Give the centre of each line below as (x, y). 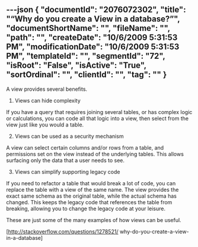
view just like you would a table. (45, 125)
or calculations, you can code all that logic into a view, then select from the (97, 118)
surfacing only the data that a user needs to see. (66, 160)
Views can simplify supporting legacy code (67, 172)
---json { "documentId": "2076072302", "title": (96, 10)
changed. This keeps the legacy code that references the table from (89, 202)
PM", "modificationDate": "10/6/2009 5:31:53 (93, 47)
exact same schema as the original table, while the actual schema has (91, 196)
